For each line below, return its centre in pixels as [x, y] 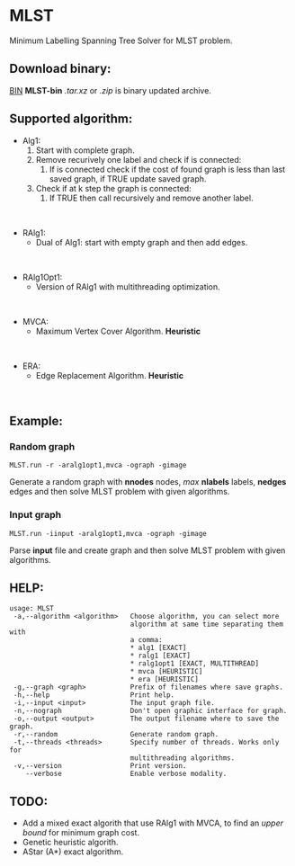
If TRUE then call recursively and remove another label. [151, 198]
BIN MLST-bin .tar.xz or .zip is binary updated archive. [110, 90]
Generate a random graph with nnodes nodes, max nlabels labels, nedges [148, 482]
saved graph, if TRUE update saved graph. [128, 179]
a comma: [147, 640]
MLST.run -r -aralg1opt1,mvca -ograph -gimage [98, 465]
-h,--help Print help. [94, 695]
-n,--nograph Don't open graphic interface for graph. [150, 711]
